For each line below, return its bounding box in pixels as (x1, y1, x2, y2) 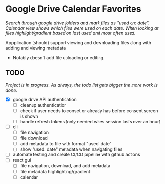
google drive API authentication (12, 96, 77, 102)
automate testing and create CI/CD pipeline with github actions (12, 152, 140, 158)
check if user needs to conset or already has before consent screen (20, 107, 158, 114)
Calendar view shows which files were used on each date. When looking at (5, 25, 159, 31)
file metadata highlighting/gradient (20, 168, 91, 174)
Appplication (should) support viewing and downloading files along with (5, 39, 152, 45)
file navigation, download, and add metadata (20, 163, 111, 169)
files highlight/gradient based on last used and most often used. (5, 30, 136, 36)
